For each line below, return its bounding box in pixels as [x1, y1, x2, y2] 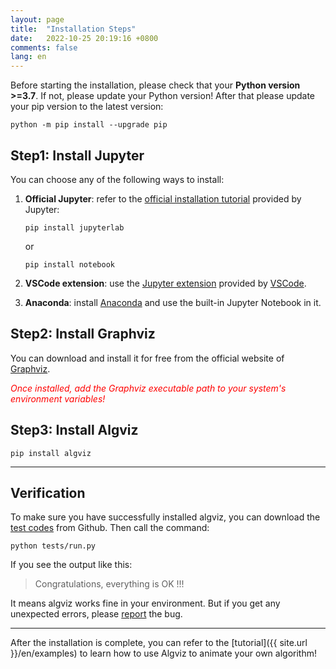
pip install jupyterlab [24, 222, 125, 233]
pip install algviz [10, 448, 92, 458]
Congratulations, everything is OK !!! [34, 578, 185, 590]
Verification [10, 484, 86, 501]
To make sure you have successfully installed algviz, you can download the [10, 511, 321, 523]
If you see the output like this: [10, 559, 133, 571]
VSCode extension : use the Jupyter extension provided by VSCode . [24, 277, 307, 289]
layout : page [10, 14, 65, 25]
